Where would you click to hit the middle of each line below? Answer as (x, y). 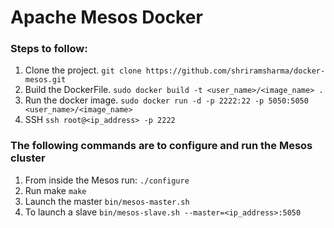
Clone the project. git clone (83, 70)
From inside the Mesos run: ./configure (107, 180)
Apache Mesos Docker (106, 17)
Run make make (55, 190)
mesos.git (45, 80)
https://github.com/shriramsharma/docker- (235, 71)
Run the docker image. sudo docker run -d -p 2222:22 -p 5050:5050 (166, 100)
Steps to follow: (49, 49)
